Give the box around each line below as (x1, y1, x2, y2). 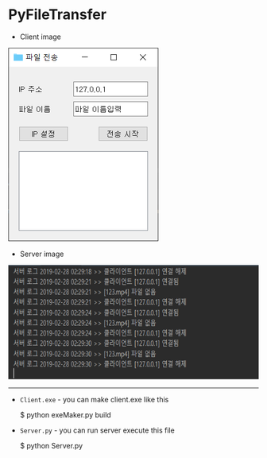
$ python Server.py (19, 441, 83, 450)
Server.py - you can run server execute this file (19, 425, 175, 435)
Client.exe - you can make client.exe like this (19, 394, 169, 404)
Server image (19, 249, 64, 258)
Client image (19, 32, 62, 41)
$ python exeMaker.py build (19, 409, 111, 419)
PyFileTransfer (8, 6, 107, 24)
